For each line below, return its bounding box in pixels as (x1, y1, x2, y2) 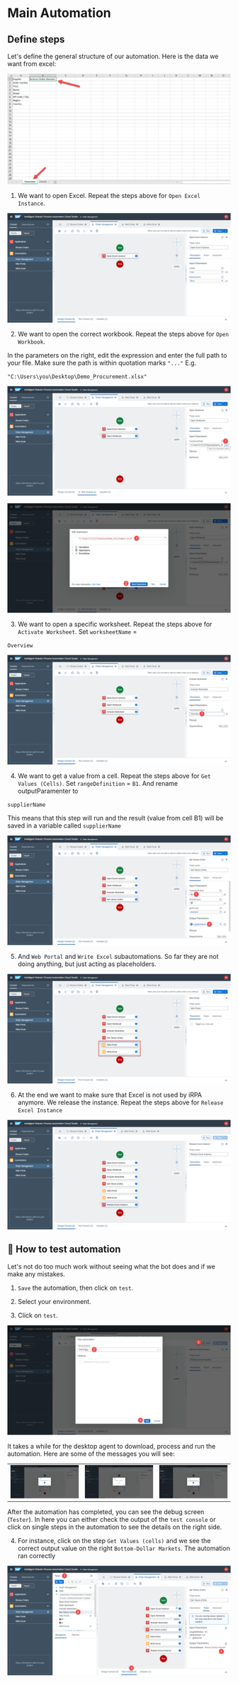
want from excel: (7, 60, 57, 68)
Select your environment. (17, 1297, 91, 1305)
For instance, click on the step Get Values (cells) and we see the (17, 1536, 211, 1545)
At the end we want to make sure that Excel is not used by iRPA (17, 1091, 202, 1100)
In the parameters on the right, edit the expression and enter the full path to (7, 351, 227, 359)
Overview (7, 642, 33, 649)
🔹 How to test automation (7, 1244, 121, 1256)
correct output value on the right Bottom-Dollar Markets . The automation (17, 1544, 230, 1552)
